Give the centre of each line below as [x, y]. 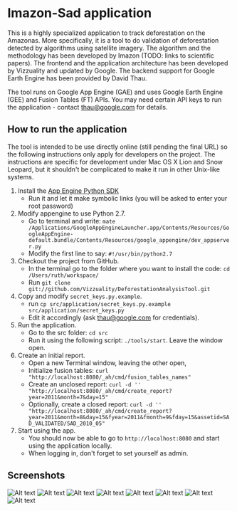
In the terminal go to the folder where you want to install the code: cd [129, 268]
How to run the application [67, 130]
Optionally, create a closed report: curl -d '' [95, 404]
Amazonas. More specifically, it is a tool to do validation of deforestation [113, 40]
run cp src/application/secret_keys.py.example [99, 303]
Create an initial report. [51, 355]
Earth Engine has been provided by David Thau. [77, 78]
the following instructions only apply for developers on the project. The [111, 154]
